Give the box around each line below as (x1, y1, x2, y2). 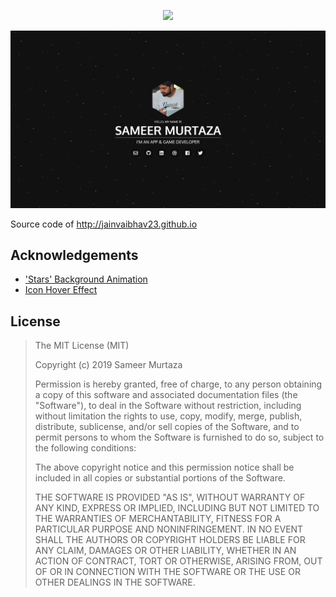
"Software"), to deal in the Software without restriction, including (34, 400, 302, 412)
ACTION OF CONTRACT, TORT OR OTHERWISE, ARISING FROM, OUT (34, 555, 323, 567)
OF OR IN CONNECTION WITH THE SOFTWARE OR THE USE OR (34, 566, 301, 578)
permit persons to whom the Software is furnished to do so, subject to (34, 431, 325, 444)
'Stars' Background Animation (24, 273, 148, 285)
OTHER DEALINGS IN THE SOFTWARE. (34, 576, 196, 589)
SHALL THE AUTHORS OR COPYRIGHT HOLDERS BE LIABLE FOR (34, 534, 306, 546)
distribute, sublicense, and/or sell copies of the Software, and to (34, 421, 300, 433)
